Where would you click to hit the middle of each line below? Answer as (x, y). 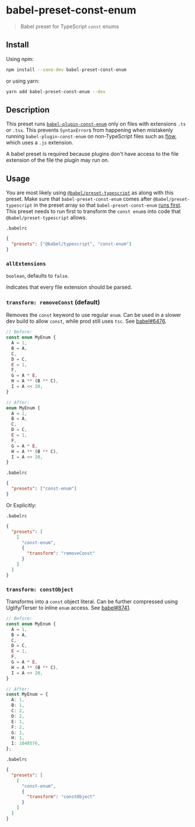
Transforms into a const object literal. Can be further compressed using (92, 602)
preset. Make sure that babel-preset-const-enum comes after (79, 199)
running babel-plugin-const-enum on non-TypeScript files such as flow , (91, 136)
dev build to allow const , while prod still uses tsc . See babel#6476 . (86, 321)
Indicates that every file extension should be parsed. (69, 287)
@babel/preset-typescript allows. (47, 218)
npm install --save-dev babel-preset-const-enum (66, 70)
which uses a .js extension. (40, 143)
